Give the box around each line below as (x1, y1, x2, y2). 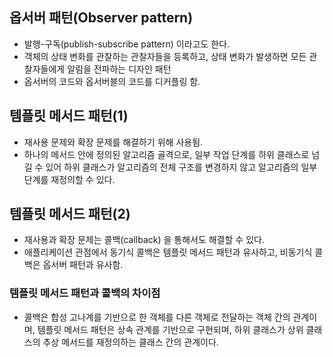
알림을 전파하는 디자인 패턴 (67, 63, 172, 75)
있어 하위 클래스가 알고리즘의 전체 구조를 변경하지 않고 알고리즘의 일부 (45, 161, 318, 173)
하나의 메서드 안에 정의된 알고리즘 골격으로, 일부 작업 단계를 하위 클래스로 (23, 148, 310, 160)
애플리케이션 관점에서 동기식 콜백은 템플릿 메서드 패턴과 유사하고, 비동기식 (23, 246, 313, 258)
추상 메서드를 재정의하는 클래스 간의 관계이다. (42, 336, 219, 348)
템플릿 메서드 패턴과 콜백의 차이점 (9, 286, 161, 300)
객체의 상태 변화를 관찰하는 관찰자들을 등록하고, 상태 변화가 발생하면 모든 (23, 50, 307, 62)
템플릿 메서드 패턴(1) (9, 108, 129, 125)
